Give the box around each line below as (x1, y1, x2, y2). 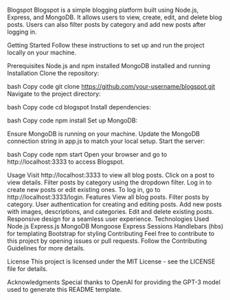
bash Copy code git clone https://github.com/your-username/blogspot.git (7, 83, 216, 90)
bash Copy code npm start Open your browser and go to (7, 151, 168, 158)
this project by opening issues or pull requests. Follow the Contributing (7, 237, 207, 245)
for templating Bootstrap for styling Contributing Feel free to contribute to (7, 230, 215, 237)
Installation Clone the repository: (7, 69, 100, 77)
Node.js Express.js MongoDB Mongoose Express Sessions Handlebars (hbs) (7, 222, 224, 230)
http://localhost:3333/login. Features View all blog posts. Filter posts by (7, 193, 209, 201)
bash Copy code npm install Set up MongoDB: (7, 116, 138, 125)
